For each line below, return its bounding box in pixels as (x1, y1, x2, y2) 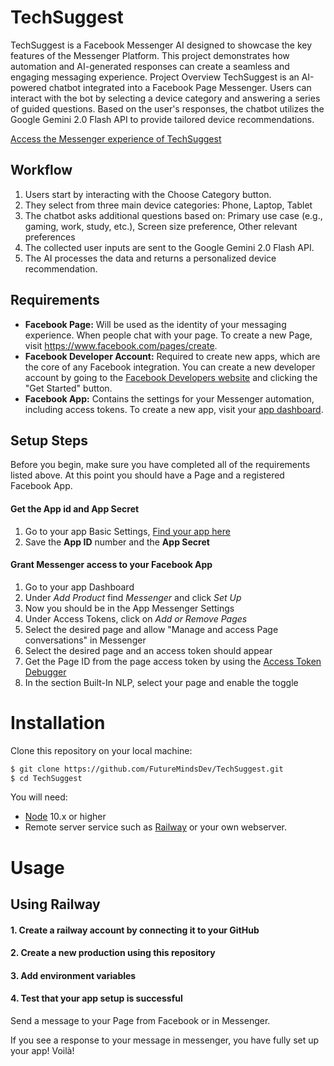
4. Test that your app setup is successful (10, 992, 183, 1005)
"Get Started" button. (24, 382, 113, 394)
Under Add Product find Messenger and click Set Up (24, 591, 242, 603)
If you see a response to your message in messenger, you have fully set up (10, 1034, 320, 1046)
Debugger (24, 666, 67, 678)
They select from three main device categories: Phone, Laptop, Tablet (24, 199, 313, 211)
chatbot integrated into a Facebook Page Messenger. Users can (48, 81, 312, 93)
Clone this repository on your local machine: (10, 744, 193, 756)
